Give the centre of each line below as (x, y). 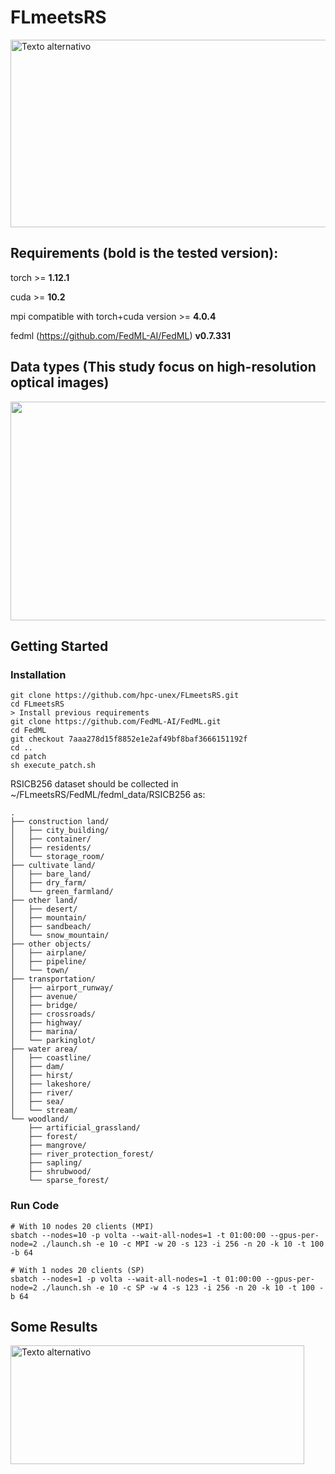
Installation (38, 674)
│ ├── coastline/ (51, 1058)
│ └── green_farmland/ (62, 892)
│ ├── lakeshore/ (51, 1084)
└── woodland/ (40, 1119)
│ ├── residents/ (51, 848)
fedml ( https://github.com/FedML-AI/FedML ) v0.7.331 (121, 335)
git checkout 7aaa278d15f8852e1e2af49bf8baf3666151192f (129, 739)
